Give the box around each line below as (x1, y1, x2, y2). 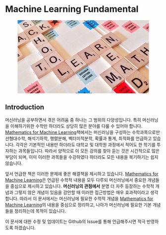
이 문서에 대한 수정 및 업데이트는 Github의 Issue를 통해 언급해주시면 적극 (5, 218, 146, 224)
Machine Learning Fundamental (5, 3, 139, 15)
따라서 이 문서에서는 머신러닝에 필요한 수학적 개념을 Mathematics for (19, 195, 154, 201)
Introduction (5, 103, 45, 112)
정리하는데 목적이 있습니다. (14, 208, 66, 214)
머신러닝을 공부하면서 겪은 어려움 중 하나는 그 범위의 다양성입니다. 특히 (5, 117, 141, 122)
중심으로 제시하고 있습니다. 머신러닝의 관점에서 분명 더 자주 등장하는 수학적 (10, 183, 155, 189)
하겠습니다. (14, 225, 36, 231)
